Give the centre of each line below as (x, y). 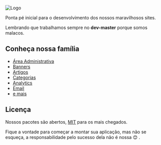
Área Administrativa (33, 61)
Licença (18, 110)
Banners (21, 67)
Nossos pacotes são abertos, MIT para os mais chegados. (66, 122)
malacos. (15, 33)
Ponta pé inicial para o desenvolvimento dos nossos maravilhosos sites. (81, 18)
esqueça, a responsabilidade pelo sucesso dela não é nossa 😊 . (73, 137)
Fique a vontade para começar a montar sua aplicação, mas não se (76, 132)
